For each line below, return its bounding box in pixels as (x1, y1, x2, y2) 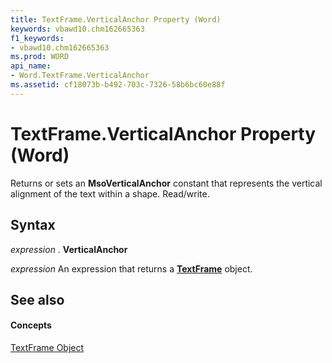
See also (10, 291, 65, 308)
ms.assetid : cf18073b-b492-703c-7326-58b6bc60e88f (10, 80, 226, 90)
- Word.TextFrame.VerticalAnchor (10, 71, 150, 81)
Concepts (10, 319, 52, 331)
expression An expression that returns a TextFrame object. (10, 262, 253, 275)
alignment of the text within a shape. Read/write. (10, 187, 210, 200)
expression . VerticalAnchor (10, 243, 128, 255)
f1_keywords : (10, 33, 65, 43)
